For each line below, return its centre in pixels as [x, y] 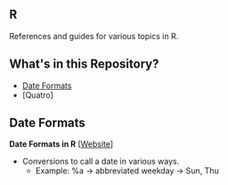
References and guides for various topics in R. [94, 36]
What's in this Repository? [84, 64]
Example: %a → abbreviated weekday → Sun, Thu [127, 171]
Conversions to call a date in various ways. [101, 161]
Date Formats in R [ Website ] [61, 144]
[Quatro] [37, 95]
